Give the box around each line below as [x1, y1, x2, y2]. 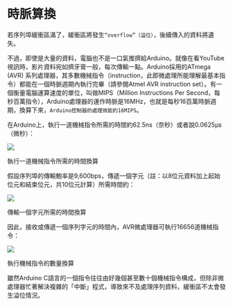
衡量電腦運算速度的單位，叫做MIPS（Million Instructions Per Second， [12, 88, 215, 97]
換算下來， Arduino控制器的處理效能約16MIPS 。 [19, 105, 144, 114]
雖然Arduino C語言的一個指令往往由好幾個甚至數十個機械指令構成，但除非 [7, 273, 218, 282]
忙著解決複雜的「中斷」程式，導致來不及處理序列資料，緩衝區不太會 [25, 282, 220, 291]
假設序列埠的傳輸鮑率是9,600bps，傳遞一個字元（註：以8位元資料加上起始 [7, 171, 221, 180]
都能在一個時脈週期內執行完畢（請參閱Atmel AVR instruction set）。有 [19, 80, 216, 88]
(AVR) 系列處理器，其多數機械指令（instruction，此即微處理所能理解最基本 [7, 71, 220, 80]
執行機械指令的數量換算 [7, 259, 74, 267]
